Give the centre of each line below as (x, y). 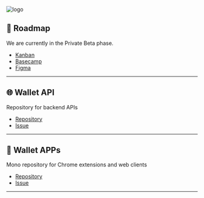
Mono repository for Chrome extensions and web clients (77, 165)
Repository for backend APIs (42, 107)
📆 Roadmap (28, 28)
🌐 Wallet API (30, 93)
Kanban (25, 55)
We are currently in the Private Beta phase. (60, 43)
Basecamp (29, 61)
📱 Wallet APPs (33, 150)
